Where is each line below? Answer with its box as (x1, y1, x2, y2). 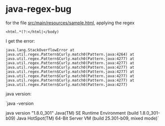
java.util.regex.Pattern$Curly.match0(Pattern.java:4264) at (5, 52, 135, 57)
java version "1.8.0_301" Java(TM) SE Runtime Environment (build (5, 110, 139, 116)
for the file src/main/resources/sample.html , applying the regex (5, 20, 135, 26)
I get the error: (5, 38, 35, 44)
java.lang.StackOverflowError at (5, 47, 75, 52)
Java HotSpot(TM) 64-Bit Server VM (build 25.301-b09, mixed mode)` (16, 115, 159, 121)
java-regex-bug (5, 3, 71, 15)
